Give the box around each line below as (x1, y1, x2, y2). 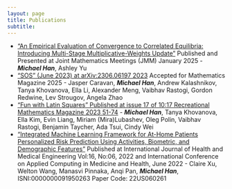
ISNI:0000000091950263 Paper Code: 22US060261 (17, 174, 167, 183)
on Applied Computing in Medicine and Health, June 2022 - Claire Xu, (17, 160, 217, 168)
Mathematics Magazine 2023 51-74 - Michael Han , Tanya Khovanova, (17, 108, 218, 116)
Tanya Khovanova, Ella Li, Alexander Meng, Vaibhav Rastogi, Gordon (17, 86, 213, 94)
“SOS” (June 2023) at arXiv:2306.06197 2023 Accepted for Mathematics (17, 71, 226, 80)
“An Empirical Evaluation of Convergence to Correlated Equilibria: (17, 42, 204, 51)
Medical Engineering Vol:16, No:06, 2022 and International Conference (17, 152, 219, 161)
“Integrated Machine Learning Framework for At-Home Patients (17, 130, 199, 138)
